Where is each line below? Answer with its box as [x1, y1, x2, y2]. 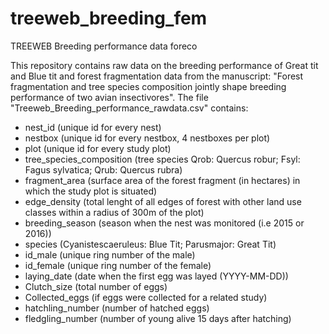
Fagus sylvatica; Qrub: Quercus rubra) [24, 163, 183, 176]
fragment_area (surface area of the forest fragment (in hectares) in [24, 174, 301, 186]
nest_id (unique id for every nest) [24, 121, 162, 133]
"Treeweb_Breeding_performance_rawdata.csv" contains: [10, 102, 249, 114]
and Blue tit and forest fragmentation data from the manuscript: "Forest [10, 70, 304, 82]
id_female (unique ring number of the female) [24, 259, 212, 271]
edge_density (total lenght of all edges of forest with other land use [24, 195, 302, 207]
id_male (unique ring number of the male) [24, 248, 196, 261]
